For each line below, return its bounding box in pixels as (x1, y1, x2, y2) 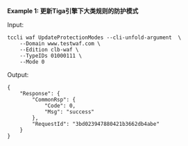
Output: (7, 71, 29, 79)
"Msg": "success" (44, 108, 95, 115)
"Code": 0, (44, 102, 76, 109)
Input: (7, 21, 24, 29)
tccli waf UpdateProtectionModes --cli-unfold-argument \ (7, 34, 182, 41)
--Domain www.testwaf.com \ (19, 40, 101, 47)
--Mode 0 (19, 58, 45, 65)
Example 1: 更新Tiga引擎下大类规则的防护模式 (7, 7, 139, 15)
